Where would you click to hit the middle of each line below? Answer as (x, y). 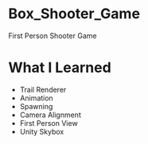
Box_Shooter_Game (74, 14)
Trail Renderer (43, 89)
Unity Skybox (42, 131)
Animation (36, 98)
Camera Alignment (50, 115)
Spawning (36, 106)
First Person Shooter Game (53, 36)
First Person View (49, 123)
